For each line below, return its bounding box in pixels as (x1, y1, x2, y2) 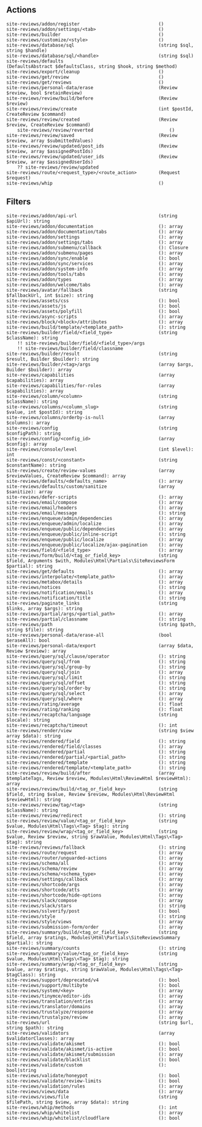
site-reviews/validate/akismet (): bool (6, 1040, 181, 1047)
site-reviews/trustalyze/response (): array (6, 1009, 183, 1015)
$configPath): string (6, 430, 61, 436)
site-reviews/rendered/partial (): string (6, 749, 186, 755)
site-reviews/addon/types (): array (6, 276, 183, 283)
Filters (6, 197, 32, 207)
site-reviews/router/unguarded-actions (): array (6, 855, 183, 861)
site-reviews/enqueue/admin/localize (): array (6, 520, 183, 526)
